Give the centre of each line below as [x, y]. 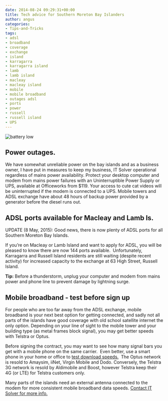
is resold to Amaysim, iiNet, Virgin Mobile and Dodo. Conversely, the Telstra [83, 362]
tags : [11, 33]
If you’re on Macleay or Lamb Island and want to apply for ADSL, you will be [83, 245]
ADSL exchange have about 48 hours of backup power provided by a [77, 196]
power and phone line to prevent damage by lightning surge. [68, 282]
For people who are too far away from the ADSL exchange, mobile [73, 310]
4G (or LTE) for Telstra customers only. [45, 373]
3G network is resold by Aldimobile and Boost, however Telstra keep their [81, 368]
